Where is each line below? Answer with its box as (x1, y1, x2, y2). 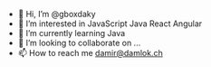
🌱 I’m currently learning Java (17, 28, 126, 38)
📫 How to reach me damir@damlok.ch (17, 48, 163, 58)
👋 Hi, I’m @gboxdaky (17, 9, 97, 19)
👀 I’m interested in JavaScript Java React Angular (17, 18, 203, 29)
